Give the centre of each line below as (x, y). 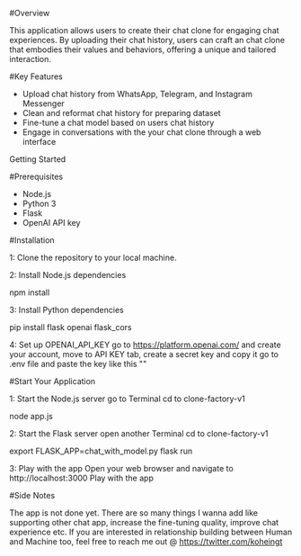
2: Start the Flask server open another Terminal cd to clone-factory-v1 (139, 434)
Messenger (43, 103)
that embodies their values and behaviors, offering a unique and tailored (143, 49)
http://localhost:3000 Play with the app (82, 478)
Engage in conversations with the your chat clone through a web (142, 132)
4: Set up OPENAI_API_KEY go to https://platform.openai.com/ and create (145, 345)
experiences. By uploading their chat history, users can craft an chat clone (147, 40)
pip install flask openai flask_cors (71, 327)
